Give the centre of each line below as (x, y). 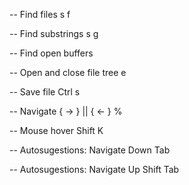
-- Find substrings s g (54, 33)
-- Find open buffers (51, 53)
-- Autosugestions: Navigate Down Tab (90, 150)
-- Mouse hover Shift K (56, 130)
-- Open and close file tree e (68, 72)
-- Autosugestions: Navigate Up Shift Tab (94, 169)
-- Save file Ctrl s (45, 92)
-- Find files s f (40, 14)
